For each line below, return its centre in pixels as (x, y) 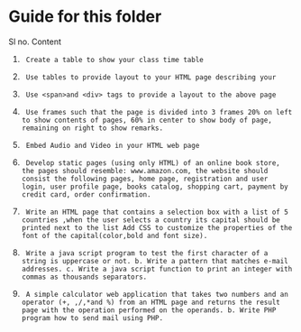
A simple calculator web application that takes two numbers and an (157, 294)
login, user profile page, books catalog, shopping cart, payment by (155, 187)
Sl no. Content (35, 41)
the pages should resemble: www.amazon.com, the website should (145, 171)
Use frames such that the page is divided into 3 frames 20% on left (159, 112)
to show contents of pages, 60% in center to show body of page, (146, 120)
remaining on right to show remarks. (92, 128)
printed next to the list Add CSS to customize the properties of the (157, 227)
